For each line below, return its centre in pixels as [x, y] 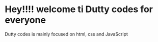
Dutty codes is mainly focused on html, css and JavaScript [67, 34]
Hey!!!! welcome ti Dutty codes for [79, 9]
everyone [25, 20]
